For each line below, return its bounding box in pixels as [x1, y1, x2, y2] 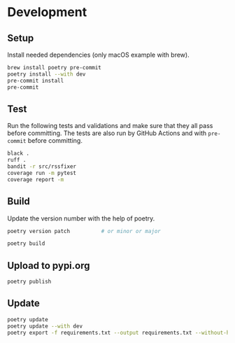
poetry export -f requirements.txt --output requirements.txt [7, 329, 192, 336]
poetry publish [7, 278, 52, 286]
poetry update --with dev [7, 323, 83, 330]
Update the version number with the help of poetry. [7, 214, 155, 223]
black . [7, 150, 30, 157]
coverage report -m [7, 176, 64, 183]
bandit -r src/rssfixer [7, 163, 77, 170]
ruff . [7, 157, 27, 164]
